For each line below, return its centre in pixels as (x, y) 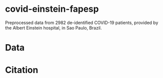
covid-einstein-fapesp (52, 9)
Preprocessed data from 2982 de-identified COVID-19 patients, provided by (82, 23)
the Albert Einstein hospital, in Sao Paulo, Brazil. (54, 27)
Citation (22, 70)
